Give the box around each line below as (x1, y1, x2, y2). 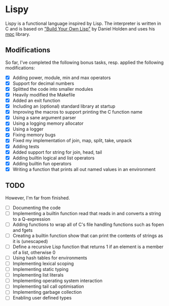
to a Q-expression (12, 216, 51, 222)
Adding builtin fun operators (12, 160, 72, 166)
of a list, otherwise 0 (12, 249, 56, 255)
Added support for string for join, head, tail (12, 149, 103, 155)
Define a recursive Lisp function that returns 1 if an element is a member (12, 244, 164, 250)
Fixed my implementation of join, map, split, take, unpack (12, 138, 132, 144)
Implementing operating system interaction (12, 278, 103, 284)
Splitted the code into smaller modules (12, 86, 93, 92)
